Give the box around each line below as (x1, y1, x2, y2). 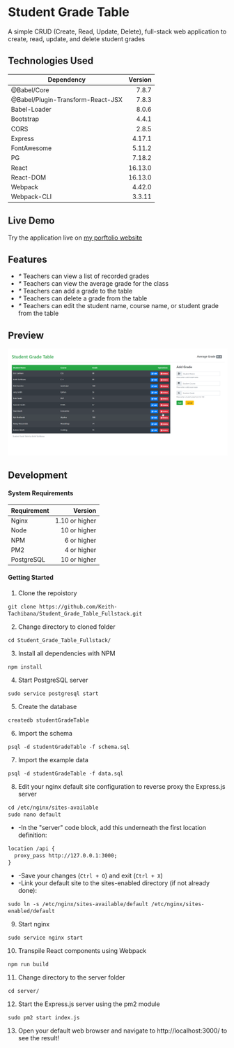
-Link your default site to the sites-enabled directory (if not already (17, 878, 210, 887)
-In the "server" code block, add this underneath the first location (17, 823, 206, 831)
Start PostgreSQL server (17, 676, 88, 684)
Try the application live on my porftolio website (8, 233, 143, 242)
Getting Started (8, 574, 54, 582)
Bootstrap (10, 115, 40, 123)
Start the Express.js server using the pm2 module (17, 1000, 160, 1008)
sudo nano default (8, 811, 61, 818)
